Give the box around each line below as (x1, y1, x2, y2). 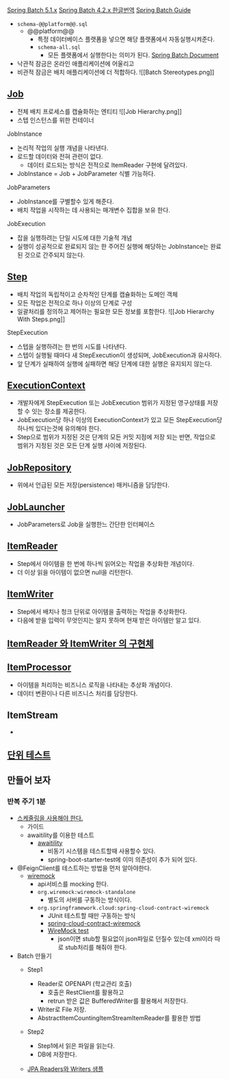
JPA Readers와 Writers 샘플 (27, 1065, 104, 1073)
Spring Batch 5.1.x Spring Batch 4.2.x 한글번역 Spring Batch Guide (7, 6, 191, 14)
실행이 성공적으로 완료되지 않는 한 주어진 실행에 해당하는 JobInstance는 (16, 242, 209, 250)
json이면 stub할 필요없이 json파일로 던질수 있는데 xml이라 (57, 934, 213, 943)
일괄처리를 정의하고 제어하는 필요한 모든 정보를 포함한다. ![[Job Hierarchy (16, 307, 215, 315)
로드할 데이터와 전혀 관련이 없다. (16, 152, 103, 160)
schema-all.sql (37, 44, 81, 51)
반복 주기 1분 (7, 797, 46, 806)
